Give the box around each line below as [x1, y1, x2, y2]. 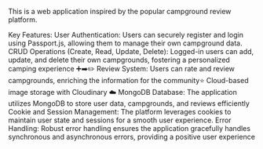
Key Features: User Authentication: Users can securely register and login [8, 31, 243, 39]
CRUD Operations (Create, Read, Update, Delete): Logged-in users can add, [8, 47, 254, 56]
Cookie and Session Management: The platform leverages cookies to [8, 107, 232, 116]
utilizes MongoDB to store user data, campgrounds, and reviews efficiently [8, 99, 250, 108]
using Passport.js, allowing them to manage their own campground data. [8, 38, 243, 48]
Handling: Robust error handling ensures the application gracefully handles [8, 124, 251, 133]
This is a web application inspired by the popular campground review [8, 7, 232, 16]
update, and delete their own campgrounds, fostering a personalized [8, 55, 230, 64]
